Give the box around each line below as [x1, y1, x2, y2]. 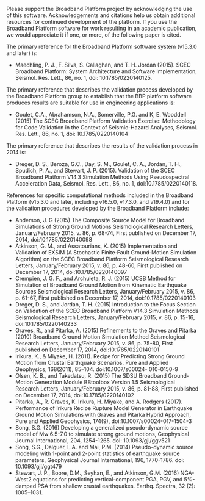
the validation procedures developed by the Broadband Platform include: [6, 204, 189, 212]
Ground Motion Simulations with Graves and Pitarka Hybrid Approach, [15, 411, 191, 418]
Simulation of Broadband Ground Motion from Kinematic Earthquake [15, 281, 187, 289]
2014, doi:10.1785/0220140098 [15, 236, 93, 243]
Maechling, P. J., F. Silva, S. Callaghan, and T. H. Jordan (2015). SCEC [15, 61, 191, 68]
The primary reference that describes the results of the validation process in [6, 142, 198, 149]
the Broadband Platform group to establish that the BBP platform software [6, 93, 192, 99]
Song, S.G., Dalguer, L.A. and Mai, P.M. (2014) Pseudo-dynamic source [15, 444, 194, 450]
